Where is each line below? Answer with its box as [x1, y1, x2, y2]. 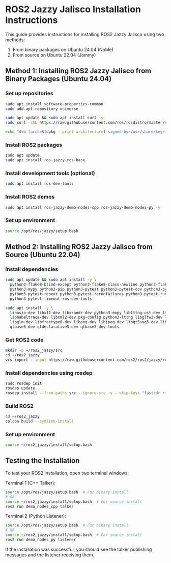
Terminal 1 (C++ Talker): [5, 480, 56, 486]
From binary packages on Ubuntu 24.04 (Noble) [12, 46, 113, 52]
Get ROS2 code [5, 336, 44, 343]
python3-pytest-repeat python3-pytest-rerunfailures [10, 291, 124, 296]
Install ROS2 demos [5, 193, 55, 201]
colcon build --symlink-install [5, 419, 74, 424]
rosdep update [5, 386, 36, 391]
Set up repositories [5, 90, 53, 97]
